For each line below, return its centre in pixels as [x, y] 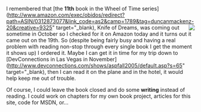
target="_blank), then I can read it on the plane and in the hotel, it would [95, 72]
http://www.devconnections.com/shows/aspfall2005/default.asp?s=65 [95, 66]
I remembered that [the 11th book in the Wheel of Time [74, 9]
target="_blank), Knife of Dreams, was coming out [118, 27]
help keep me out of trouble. [41, 78]
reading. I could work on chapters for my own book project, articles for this [98, 96]
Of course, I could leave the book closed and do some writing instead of [96, 90]
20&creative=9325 [29, 27]
